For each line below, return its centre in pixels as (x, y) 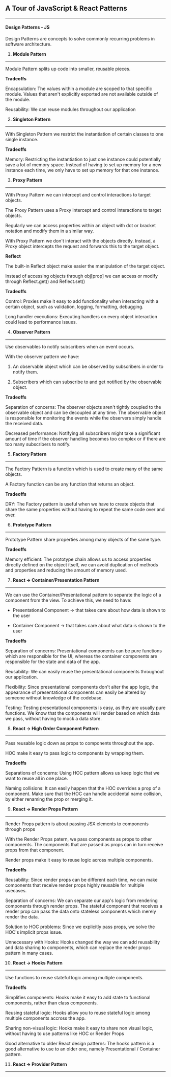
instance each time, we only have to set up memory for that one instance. (82, 170)
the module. (18, 100)
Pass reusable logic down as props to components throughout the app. (80, 743)
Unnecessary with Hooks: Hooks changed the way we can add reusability (83, 942)
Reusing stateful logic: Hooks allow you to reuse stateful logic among (78, 1013)
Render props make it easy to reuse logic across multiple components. (79, 860)
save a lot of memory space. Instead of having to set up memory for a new (83, 165)
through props (20, 829)
